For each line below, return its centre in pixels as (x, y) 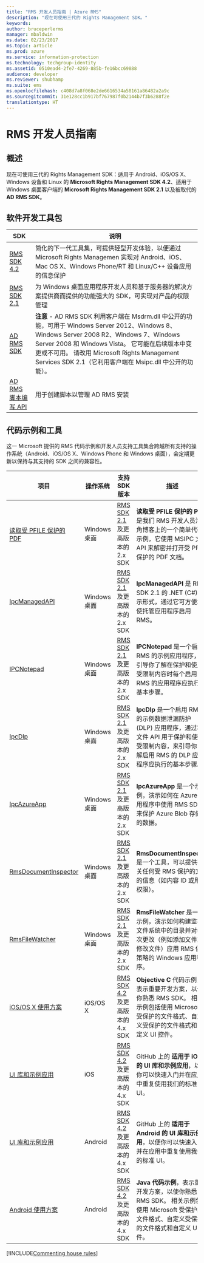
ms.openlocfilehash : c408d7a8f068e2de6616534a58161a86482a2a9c (88, 91)
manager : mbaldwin (29, 35)
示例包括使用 (155, 1007)
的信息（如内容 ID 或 (165, 880)
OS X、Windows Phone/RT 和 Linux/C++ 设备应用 (121, 267)
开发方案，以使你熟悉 (167, 1192)
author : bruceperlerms (35, 29)
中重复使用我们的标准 (167, 1084)
